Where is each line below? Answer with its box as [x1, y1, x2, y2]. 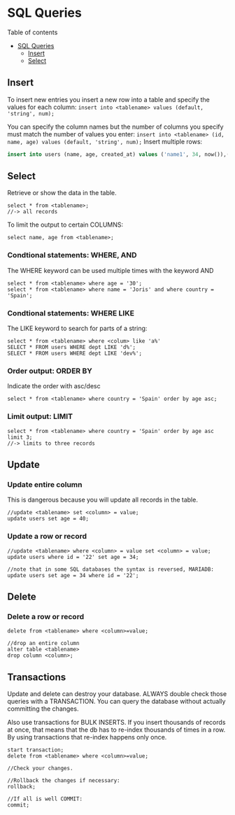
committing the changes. [7, 704, 79, 713]
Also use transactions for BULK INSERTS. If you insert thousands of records [7, 718, 226, 727]
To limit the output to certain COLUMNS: [7, 220, 124, 229]
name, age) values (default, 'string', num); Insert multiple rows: [7, 137, 203, 146]
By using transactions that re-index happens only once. [7, 733, 167, 742]
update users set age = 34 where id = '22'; [7, 572, 139, 579]
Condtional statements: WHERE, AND [7, 250, 138, 260]
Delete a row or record [7, 611, 85, 621]
